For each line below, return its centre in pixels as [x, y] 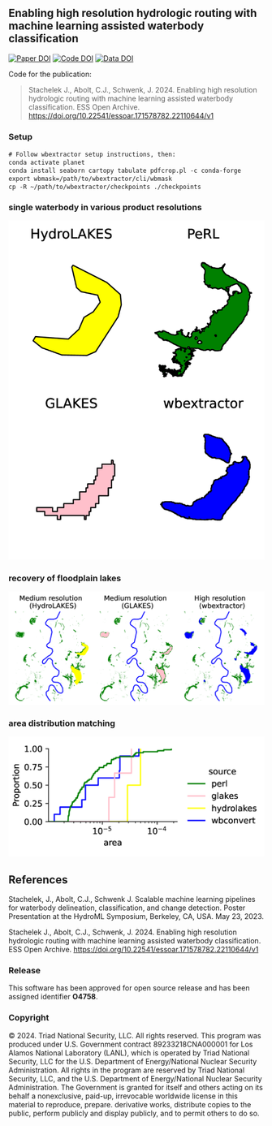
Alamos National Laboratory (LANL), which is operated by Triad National [129, 1053]
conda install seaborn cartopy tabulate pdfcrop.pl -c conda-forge [125, 171]
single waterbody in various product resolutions [105, 208]
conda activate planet [47, 163]
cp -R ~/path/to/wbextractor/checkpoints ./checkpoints [105, 187]
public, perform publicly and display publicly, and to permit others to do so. [134, 1113]
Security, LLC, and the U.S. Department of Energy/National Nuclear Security [135, 1078]
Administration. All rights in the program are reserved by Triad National [127, 1070]
